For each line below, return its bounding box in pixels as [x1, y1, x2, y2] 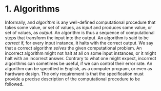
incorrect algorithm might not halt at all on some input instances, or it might [5, 50, 156, 56]
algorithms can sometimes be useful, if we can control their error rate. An [5, 61, 153, 66]
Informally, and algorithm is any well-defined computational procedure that [5, 19, 156, 25]
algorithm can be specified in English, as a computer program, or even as [5, 65, 152, 71]
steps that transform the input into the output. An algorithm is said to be [5, 35, 149, 41]
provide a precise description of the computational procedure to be [5, 76, 141, 82]
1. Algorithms [5, 3, 60, 15]
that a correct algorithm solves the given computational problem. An [5, 45, 142, 51]
